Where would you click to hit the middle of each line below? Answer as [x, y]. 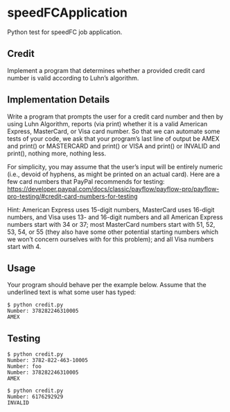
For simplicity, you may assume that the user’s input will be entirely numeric [115, 166]
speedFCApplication [68, 13]
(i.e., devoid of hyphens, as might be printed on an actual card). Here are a [114, 174]
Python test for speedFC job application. [65, 32]
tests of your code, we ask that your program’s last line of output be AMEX [113, 138]
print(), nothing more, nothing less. [57, 153]
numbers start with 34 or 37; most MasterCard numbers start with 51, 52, [111, 224]
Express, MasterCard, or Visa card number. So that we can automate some [114, 131]
